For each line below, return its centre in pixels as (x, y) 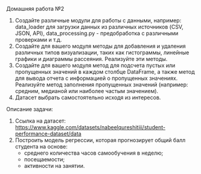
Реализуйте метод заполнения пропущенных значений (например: (101, 85)
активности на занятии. (54, 166)
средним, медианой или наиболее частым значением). (87, 91)
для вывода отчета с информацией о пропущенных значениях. (96, 78)
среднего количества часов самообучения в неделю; (94, 153)
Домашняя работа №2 (35, 9)
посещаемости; (44, 159)
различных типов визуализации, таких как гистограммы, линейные (102, 53)
